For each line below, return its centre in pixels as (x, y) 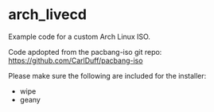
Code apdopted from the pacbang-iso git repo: (85, 52)
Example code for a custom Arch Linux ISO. (80, 37)
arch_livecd (48, 15)
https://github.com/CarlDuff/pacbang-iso (76, 60)
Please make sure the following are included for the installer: (107, 75)
